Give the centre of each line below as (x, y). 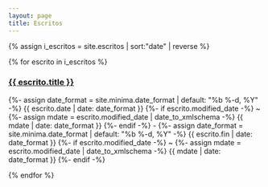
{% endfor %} (31, 175)
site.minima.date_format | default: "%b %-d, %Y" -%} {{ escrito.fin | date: (131, 134)
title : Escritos (35, 23)
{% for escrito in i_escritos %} (58, 62)
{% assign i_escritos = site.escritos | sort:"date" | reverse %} (109, 46)
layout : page (30, 16)
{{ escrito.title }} (41, 83)
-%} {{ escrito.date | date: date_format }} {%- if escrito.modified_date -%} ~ (134, 108)
